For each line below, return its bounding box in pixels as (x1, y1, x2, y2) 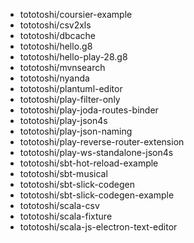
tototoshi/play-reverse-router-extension (19, 136, 185, 148)
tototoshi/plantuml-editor (19, 83, 123, 94)
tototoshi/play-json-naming (19, 125, 133, 137)
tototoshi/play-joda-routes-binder (19, 104, 159, 116)
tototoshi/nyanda (19, 72, 90, 84)
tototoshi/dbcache (19, 30, 96, 41)
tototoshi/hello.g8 (19, 40, 93, 52)
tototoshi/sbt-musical (19, 168, 108, 179)
